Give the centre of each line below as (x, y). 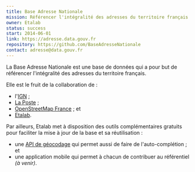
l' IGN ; (22, 96)
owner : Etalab (24, 22)
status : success (26, 28)
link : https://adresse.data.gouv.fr (51, 39)
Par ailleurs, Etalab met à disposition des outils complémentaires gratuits (94, 126)
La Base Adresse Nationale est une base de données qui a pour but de (92, 67)
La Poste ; (27, 102)
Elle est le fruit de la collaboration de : (52, 85)
